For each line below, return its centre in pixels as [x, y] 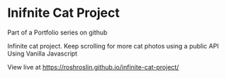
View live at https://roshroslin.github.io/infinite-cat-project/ [93, 67]
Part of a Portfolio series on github [57, 32]
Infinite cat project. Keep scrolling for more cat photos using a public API [113, 46]
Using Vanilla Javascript [43, 53]
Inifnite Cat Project [64, 13]
